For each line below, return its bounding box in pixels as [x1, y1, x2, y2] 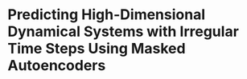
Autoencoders [7, 57, 106, 75]
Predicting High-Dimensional [7, 6, 206, 24]
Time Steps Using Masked [7, 40, 186, 57]
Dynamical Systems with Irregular [7, 22, 239, 41]
